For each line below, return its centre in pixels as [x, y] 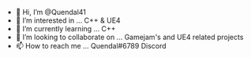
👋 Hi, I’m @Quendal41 [51, 12]
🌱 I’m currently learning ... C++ [66, 29]
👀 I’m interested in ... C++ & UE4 [68, 20]
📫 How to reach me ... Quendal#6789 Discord [91, 46]
